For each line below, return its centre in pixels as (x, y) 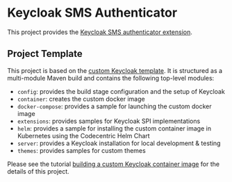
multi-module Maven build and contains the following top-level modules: (111, 78)
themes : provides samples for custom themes (81, 150)
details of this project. (38, 171)
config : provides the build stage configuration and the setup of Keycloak (121, 91)
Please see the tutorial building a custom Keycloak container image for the (114, 164)
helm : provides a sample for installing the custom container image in (114, 128)
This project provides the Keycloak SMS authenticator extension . (100, 32)
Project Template (45, 54)
